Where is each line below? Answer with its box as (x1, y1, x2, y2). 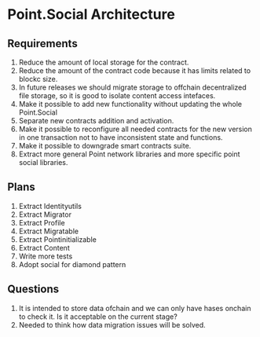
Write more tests (18, 251, 73, 261)
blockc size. (18, 75, 58, 83)
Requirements (7, 37, 78, 50)
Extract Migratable (18, 226, 79, 236)
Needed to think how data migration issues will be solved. (18, 320, 206, 329)
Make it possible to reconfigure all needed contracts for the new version (18, 124, 253, 134)
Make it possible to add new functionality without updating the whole (18, 100, 243, 108)
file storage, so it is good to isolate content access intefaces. (18, 91, 216, 100)
